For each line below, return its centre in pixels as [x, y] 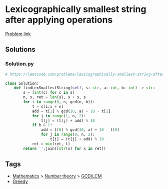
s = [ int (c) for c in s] [49, 93]
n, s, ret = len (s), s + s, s [54, 97]
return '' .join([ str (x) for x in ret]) [65, 148]
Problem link [18, 34]
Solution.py [19, 64]
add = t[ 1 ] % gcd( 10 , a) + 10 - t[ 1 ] [71, 111]
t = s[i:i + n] [48, 106]
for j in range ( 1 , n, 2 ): [59, 116]
